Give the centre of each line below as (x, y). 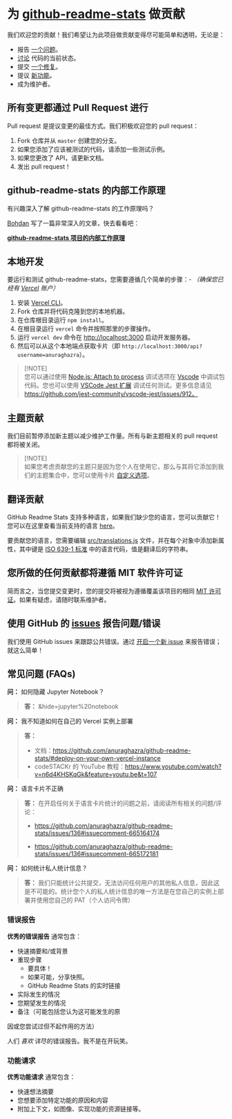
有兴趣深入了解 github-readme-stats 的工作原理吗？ (81, 208)
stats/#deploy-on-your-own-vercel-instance (97, 759)
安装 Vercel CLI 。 (42, 303)
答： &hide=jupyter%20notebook (71, 707)
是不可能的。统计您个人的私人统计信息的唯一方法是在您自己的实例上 (121, 891)
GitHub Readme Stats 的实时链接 (74, 986)
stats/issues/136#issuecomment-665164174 (97, 833)
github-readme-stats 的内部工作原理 (86, 191)
